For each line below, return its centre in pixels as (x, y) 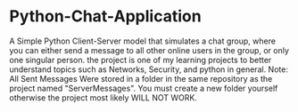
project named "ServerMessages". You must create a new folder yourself (144, 88)
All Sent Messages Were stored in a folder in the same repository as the (141, 78)
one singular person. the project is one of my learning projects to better (141, 60)
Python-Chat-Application (106, 16)
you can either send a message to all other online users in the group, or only (149, 50)
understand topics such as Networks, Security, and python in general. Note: (149, 69)
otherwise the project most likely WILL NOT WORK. (103, 97)
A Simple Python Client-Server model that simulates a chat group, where (143, 41)
